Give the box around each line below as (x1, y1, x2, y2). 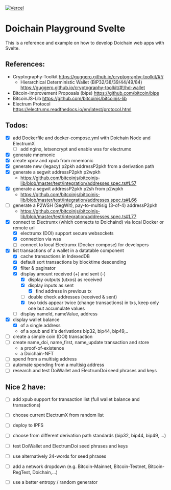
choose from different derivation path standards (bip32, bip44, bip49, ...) (12, 433, 166, 439)
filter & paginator (20, 265, 56, 271)
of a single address (20, 323, 61, 329)
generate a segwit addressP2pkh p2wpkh (12, 169, 101, 175)
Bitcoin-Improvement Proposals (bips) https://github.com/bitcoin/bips (12, 90, 159, 96)
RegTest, (12, 469, 32, 475)
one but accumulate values (28, 305, 85, 311)
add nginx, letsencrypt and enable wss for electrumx (20, 146, 132, 152)
